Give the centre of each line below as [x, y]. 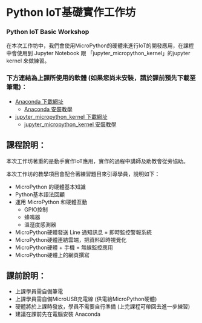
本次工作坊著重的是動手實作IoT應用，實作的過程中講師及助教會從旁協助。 [98, 161]
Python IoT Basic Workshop [48, 32]
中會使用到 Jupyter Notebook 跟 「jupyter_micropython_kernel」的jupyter [98, 53]
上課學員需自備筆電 [39, 291]
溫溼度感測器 [40, 224]
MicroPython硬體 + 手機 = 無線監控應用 [64, 247]
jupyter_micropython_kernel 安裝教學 [70, 124]
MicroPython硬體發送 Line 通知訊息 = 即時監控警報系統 [83, 232]
